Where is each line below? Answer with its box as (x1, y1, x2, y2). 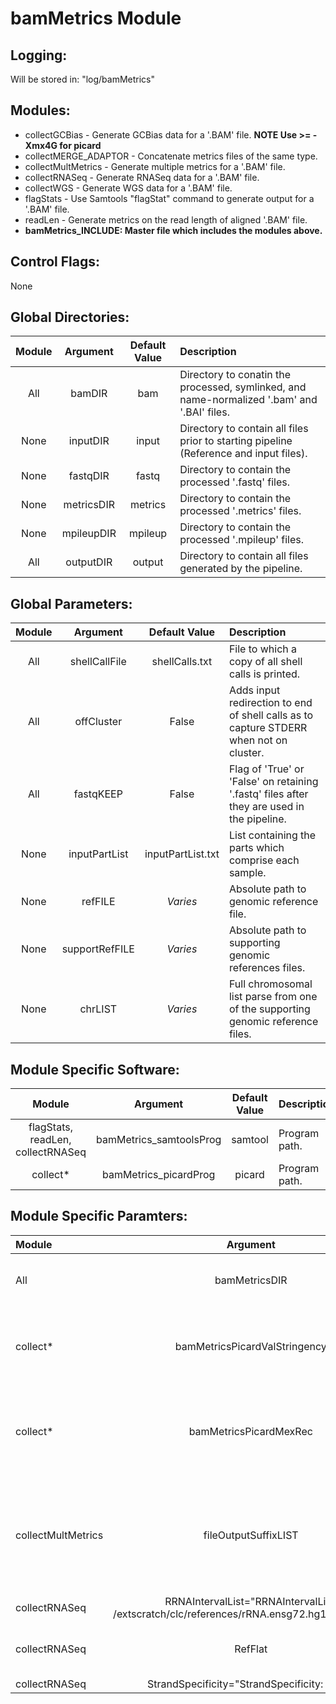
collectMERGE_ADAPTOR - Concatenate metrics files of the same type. (24, 150, 318, 162)
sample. (228, 866, 267, 880)
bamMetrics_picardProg (101, 1168, 216, 1182)
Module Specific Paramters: (10, 1208, 188, 1225)
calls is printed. (228, 667, 301, 681)
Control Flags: (10, 253, 101, 271)
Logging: (10, 47, 68, 64)
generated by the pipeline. (179, 562, 303, 576)
